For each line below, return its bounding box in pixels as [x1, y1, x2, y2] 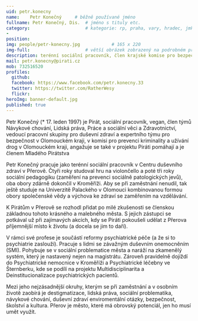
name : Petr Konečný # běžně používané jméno [6, 14, 136, 20]
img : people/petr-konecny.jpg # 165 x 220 [6, 42, 141, 48]
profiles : [6, 69, 31, 75]
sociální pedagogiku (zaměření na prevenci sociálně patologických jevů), [6, 173, 183, 181]
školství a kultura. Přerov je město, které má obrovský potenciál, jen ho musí [6, 302, 192, 309]
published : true [6, 101, 46, 108]
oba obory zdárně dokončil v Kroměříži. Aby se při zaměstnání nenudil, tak [6, 179, 187, 186]
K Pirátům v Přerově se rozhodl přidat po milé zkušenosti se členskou [6, 204, 175, 211]
